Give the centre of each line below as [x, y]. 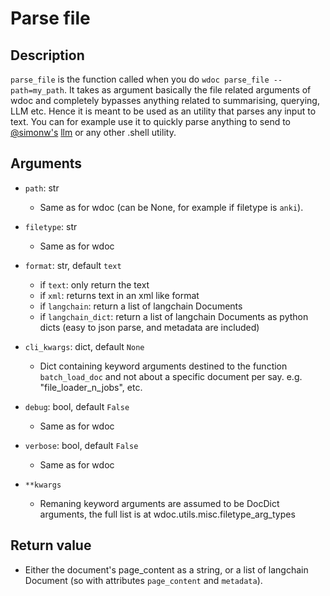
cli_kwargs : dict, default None [84, 346]
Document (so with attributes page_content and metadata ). [143, 580]
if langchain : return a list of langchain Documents [141, 306]
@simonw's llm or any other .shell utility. [93, 132]
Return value [51, 545]
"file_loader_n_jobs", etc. [91, 387]
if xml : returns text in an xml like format [119, 295]
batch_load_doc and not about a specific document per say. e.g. [171, 376]
